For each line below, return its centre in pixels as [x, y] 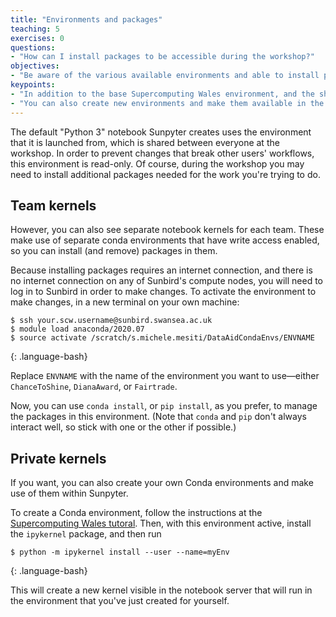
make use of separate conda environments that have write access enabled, [165, 240]
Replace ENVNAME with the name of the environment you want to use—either [165, 376]
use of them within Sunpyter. [69, 493]
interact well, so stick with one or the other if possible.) [123, 427]
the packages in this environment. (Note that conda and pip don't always [158, 417]
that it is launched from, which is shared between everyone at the [145, 142]
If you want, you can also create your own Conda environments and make [162, 483]
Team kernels [53, 205]
